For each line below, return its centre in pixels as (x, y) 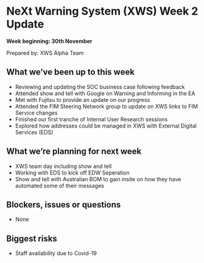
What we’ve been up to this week (71, 72)
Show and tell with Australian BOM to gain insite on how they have (98, 179)
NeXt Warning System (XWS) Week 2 (102, 11)
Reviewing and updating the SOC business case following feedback (100, 87)
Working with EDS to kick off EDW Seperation (72, 173)
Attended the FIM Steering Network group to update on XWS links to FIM (106, 106)
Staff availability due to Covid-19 (56, 253)
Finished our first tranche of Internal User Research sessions (91, 119)
